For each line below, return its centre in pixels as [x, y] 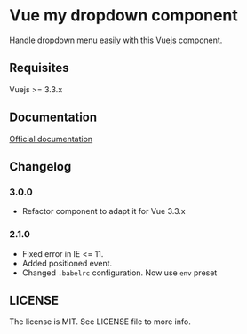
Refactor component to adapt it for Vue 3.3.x [104, 211]
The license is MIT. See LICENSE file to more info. [100, 322]
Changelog [40, 167]
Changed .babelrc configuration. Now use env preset [120, 273]
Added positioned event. [67, 263]
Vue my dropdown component [123, 16]
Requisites [39, 68]
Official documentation [51, 139]
